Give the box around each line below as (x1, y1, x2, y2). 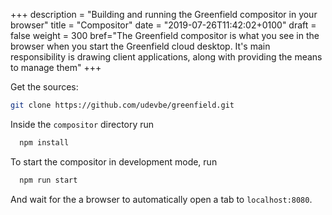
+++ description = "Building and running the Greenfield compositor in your (10, 9, 318, 20)
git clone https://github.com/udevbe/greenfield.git (10, 100, 235, 110)
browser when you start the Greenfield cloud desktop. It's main (10, 40, 271, 52)
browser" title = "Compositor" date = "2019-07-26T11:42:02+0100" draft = (10, 19, 317, 31)
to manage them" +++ (10, 62, 102, 73)
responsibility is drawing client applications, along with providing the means (10, 51, 323, 63)
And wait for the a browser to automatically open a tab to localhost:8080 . (10, 193, 313, 205)
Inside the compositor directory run (10, 118, 155, 130)
